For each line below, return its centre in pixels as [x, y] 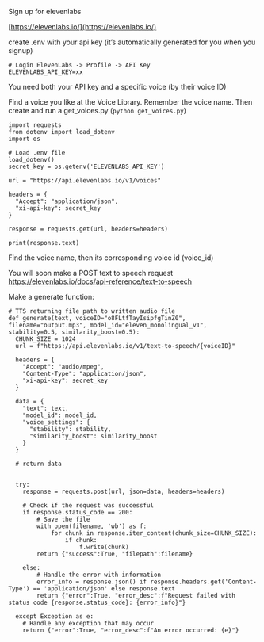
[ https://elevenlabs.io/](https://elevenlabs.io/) [82, 27]
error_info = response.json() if [92, 582]
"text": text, [46, 408]
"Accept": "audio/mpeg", [63, 367]
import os [25, 139]
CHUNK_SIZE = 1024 [46, 339]
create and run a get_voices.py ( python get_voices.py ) [98, 111]
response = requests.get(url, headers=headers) [88, 229]
